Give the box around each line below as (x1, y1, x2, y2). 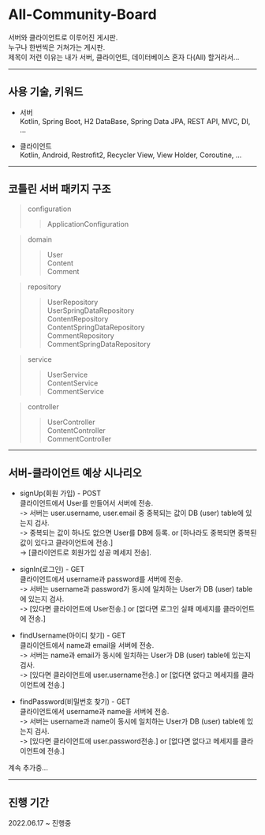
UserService (47, 370, 88, 379)
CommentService (47, 386, 104, 396)
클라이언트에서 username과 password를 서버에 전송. (19, 574, 184, 584)
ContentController (47, 425, 106, 435)
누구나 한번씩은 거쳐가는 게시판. (8, 42, 106, 52)
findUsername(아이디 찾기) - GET (19, 630, 126, 641)
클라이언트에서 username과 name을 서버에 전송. (19, 707, 170, 717)
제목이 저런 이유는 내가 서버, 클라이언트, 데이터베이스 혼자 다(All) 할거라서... (8, 52, 240, 62)
